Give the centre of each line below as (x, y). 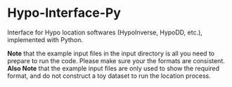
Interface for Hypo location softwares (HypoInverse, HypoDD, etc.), (105, 32)
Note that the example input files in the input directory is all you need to (111, 53)
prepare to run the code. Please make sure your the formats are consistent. (116, 60)
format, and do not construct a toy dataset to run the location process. (109, 76)
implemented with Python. (45, 39)
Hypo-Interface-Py (64, 13)
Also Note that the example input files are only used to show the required (114, 68)
